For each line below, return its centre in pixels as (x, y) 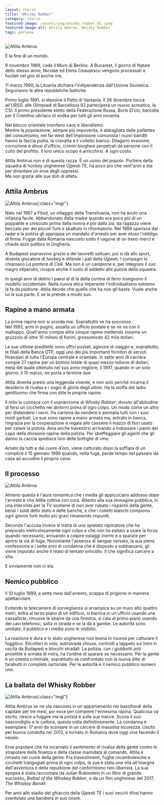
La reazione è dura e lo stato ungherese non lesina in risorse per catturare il (82, 638)
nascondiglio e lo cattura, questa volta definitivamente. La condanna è (76, 722)
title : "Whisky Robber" (29, 14)
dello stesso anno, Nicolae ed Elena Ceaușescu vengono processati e (75, 71)
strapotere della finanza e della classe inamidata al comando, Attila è (74, 752)
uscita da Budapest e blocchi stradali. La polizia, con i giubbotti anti (73, 649)
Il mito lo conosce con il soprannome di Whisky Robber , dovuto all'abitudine (82, 402)
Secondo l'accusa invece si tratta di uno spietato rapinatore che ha (72, 525)
